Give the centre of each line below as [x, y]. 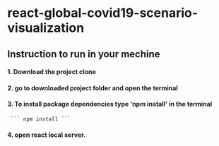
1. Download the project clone [52, 72]
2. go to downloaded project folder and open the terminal [93, 88]
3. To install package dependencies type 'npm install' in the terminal [110, 104]
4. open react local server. [47, 135]
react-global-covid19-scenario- [103, 13]
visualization [46, 28]
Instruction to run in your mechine [84, 54]
